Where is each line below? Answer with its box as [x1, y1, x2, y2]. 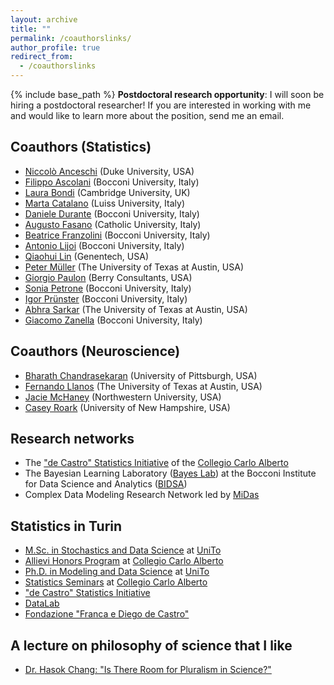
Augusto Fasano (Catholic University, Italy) [24, 218, 202, 230]
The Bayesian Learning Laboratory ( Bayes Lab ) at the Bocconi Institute [24, 467, 317, 480]
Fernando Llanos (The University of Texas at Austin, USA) [24, 380, 263, 392]
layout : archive [10, 14, 78, 25]
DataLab [24, 597, 60, 610]
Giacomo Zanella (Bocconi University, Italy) [24, 314, 203, 326]
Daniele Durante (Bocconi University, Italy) [24, 207, 200, 220]
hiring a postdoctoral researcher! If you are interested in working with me [10, 99, 312, 111]
